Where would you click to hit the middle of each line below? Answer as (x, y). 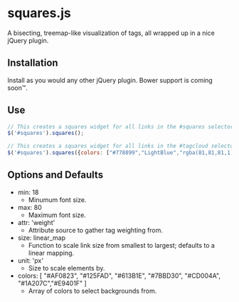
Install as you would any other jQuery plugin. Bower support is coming (110, 80)
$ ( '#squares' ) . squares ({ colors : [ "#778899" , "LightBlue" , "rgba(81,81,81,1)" (122, 153)
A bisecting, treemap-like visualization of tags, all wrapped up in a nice (111, 33)
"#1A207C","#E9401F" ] (52, 283)
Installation (33, 63)
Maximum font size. (57, 215)
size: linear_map (42, 238)
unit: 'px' (31, 260)
